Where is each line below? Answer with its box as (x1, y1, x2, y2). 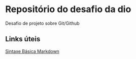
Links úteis (5, 35, 41, 43)
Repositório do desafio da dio (5, 4, 131, 15)
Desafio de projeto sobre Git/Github (5, 20, 80, 26)
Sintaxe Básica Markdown (5, 48, 60, 54)
